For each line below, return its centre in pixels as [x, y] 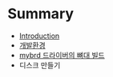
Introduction [39, 36]
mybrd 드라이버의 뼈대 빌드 [62, 55]
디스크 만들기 [40, 65]
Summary [40, 14]
